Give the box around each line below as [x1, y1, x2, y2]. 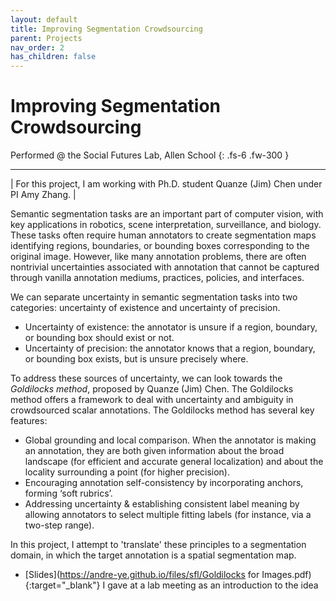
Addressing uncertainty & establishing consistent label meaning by [24, 498, 300, 510]
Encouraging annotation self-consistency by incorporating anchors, [24, 477, 304, 489]
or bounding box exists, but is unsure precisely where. [24, 353, 249, 365]
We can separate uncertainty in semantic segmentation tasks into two [10, 291, 298, 303]
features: [10, 415, 48, 427]
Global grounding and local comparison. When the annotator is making [24, 434, 317, 446]
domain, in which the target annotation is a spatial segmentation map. [10, 549, 297, 561]
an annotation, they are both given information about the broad [24, 445, 285, 457]
